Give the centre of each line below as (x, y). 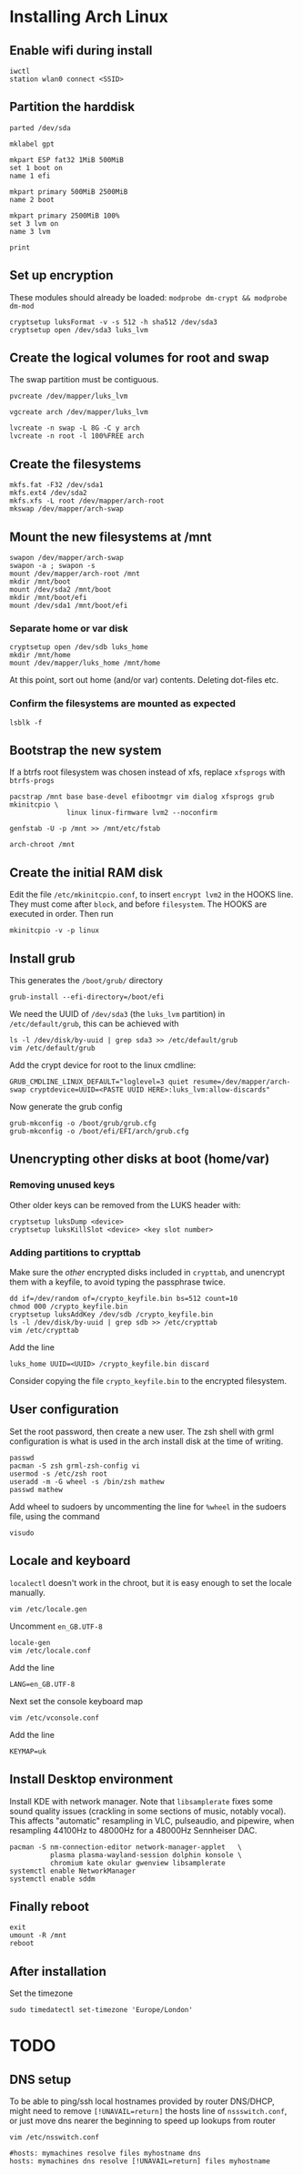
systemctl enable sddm (52, 1879)
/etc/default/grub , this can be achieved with (94, 1024)
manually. (27, 1592)
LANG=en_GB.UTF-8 (42, 1684)
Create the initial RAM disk (86, 873)
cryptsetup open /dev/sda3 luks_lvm (79, 330)
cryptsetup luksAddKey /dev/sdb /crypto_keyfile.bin (111, 1315)
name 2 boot (32, 199)
